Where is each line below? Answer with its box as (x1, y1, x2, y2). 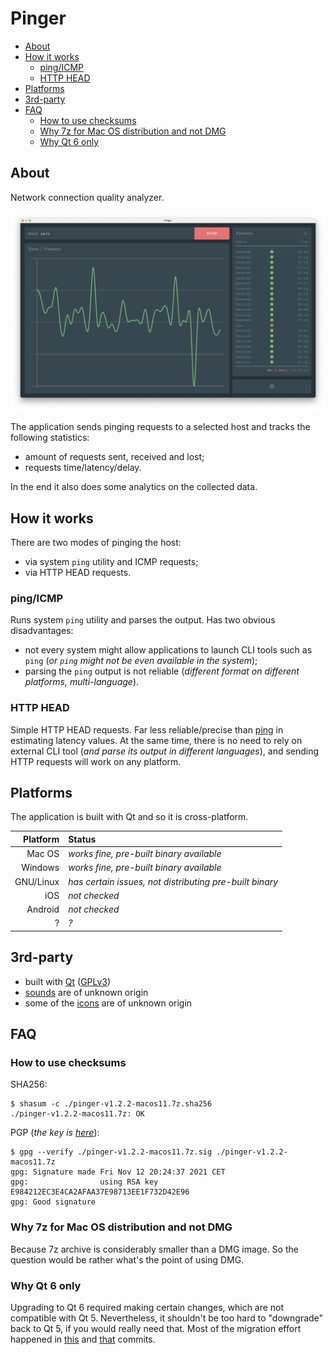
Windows (21, 862, 60, 874)
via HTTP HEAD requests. (24, 566, 132, 578)
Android (26, 903, 60, 916)
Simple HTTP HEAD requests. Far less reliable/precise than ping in (10, 723, 284, 736)
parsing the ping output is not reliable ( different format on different (24, 665, 300, 677)
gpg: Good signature (10, 1197, 97, 1207)
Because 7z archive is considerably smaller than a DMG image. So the (10, 1243, 299, 1255)
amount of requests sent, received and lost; (24, 451, 205, 463)
